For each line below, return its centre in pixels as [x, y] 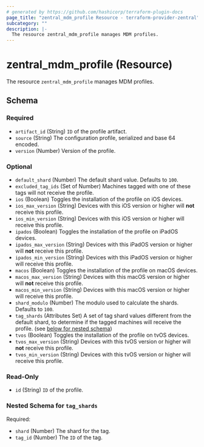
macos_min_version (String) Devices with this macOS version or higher [102, 290]
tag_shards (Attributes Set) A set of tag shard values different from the [103, 316]
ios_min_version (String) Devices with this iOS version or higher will [100, 219]
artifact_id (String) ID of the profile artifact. [71, 131]
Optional [19, 166]
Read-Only [23, 376]
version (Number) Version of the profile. [65, 150]
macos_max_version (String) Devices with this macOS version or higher [102, 277]
